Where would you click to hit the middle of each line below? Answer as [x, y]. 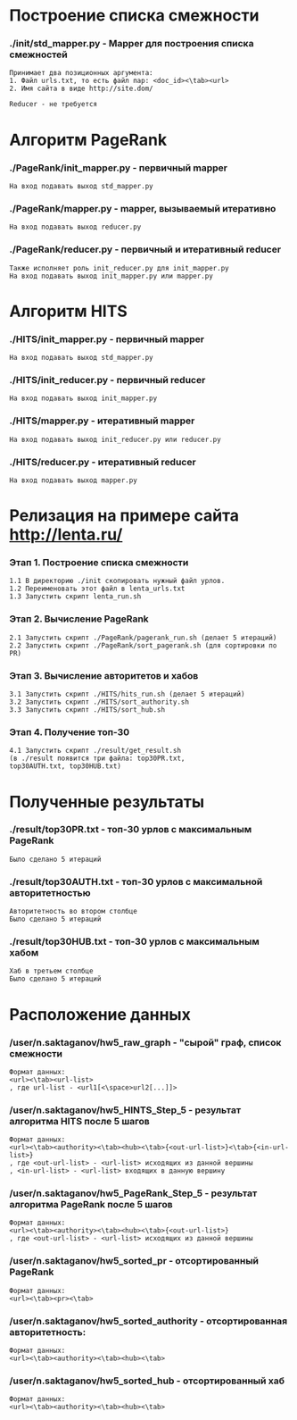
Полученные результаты [107, 802]
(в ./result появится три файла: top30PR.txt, [97, 759]
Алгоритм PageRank [88, 140]
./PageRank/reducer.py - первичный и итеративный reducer [145, 249]
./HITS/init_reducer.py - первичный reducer [107, 380]
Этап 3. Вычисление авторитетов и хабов [104, 675]
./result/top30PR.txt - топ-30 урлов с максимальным [131, 830]
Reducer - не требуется [54, 104]
